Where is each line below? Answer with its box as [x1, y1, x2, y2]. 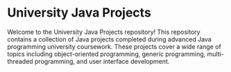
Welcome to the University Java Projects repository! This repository [7, 28, 200, 36]
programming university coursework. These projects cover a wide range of [7, 42, 222, 51]
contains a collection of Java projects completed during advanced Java [7, 35, 212, 43]
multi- [207, 50, 224, 58]
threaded [7, 57, 33, 65]
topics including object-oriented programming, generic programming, [7, 50, 206, 58]
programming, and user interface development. [34, 57, 170, 65]
